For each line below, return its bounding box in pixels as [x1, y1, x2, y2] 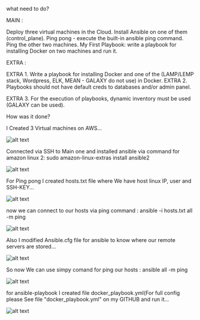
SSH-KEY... [6, 184, 34, 191]
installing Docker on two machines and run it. [6, 47, 118, 55]
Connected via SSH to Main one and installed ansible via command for [6, 148, 180, 155]
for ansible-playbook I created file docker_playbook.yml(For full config [6, 289, 180, 296]
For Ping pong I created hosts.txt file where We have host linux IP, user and [6, 177, 192, 185]
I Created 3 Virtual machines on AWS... [6, 125, 102, 131]
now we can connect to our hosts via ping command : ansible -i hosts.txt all [6, 207, 193, 214]
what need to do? [6, 5, 50, 12]
